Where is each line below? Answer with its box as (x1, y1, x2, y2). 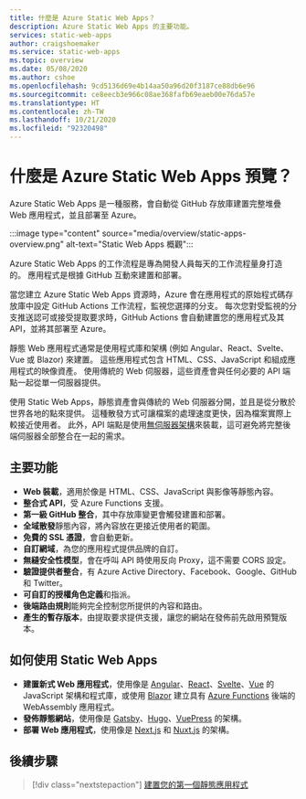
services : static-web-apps (9, 30, 112, 39)
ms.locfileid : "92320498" (9, 124, 108, 133)
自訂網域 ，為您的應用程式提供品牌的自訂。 (22, 543, 184, 554)
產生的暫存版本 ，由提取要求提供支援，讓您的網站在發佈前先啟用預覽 (22, 612, 280, 623)
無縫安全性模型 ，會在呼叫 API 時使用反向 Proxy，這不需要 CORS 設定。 (22, 554, 291, 565)
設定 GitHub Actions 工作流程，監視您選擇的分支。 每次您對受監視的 (33, 300, 290, 311)
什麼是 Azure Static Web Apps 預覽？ (9, 166, 294, 187)
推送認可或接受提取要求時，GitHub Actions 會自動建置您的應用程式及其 (16, 312, 285, 323)
